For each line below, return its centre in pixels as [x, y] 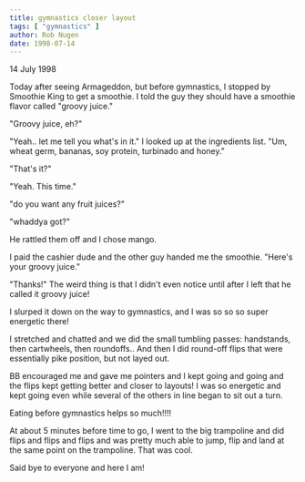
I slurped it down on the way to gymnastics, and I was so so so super [139, 312]
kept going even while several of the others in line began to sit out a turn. [147, 395]
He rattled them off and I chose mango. [83, 240]
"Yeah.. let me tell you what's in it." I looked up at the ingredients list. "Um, [148, 141]
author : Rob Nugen [44, 35]
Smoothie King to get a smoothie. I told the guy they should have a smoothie [152, 97]
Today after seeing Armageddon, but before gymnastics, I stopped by [140, 87]
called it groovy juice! [50, 294]
